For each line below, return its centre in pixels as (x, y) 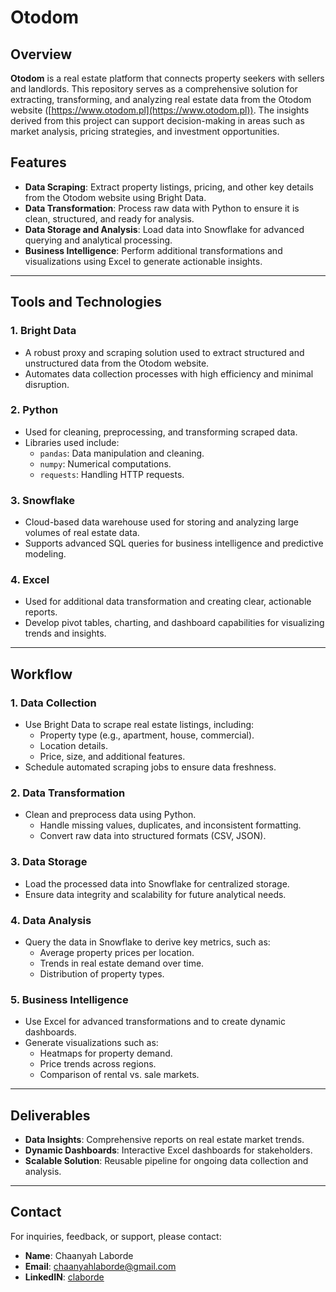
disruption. (47, 384)
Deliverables (50, 1115)
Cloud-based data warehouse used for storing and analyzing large (162, 522)
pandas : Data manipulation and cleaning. (122, 453)
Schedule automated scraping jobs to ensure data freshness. (150, 767)
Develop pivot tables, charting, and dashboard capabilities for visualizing (174, 623)
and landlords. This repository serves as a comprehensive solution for (154, 89)
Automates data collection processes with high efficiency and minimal (169, 373)
